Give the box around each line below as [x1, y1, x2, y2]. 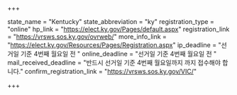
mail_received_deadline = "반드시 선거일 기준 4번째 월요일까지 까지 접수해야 [7, 58, 221, 67]
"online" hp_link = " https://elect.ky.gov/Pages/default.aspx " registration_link [7, 25, 230, 33]
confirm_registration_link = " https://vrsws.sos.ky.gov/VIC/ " [24, 68, 197, 75]
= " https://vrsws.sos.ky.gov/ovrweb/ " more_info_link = [7, 32, 167, 41]
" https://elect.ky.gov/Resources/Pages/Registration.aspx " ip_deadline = [7, 41, 217, 49]
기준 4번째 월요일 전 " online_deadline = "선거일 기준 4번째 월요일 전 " [20, 50, 217, 58]
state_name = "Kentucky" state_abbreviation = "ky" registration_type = [7, 18, 214, 25]
